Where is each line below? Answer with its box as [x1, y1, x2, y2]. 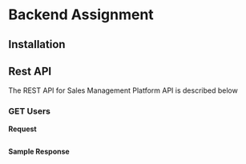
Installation [8, 38, 66, 51]
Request [8, 124, 38, 134]
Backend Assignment [8, 6, 154, 24]
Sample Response [8, 146, 70, 156]
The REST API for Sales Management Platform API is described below [8, 86, 238, 95]
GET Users [8, 106, 50, 117]
